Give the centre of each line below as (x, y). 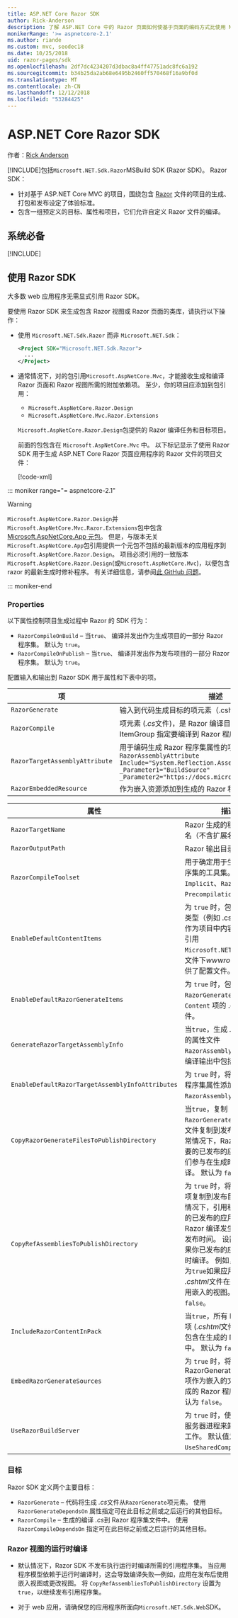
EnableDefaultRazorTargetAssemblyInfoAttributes (95, 1085)
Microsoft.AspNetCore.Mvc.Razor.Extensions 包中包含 (85, 528)
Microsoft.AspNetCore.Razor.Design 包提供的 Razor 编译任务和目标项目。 (124, 430)
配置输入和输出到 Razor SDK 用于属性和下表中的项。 (84, 678)
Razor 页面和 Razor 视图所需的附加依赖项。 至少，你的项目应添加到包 (119, 385)
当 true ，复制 (206, 1109)
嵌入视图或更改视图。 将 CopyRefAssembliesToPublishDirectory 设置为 (119, 1583)
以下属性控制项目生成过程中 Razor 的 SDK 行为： (79, 621)
